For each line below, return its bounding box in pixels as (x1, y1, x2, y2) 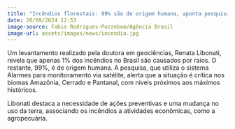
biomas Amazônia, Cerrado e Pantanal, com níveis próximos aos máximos (7, 78, 220, 87)
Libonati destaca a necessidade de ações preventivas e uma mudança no (7, 99, 219, 108)
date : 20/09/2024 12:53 (7, 17, 77, 24)
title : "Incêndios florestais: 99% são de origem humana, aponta (7, 10, 201, 17)
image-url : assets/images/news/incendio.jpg (7, 29, 139, 37)
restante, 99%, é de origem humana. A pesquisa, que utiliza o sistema (7, 63, 209, 72)
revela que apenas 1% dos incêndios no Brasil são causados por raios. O (7, 56, 217, 65)
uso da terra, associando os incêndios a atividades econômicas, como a (7, 107, 215, 115)
